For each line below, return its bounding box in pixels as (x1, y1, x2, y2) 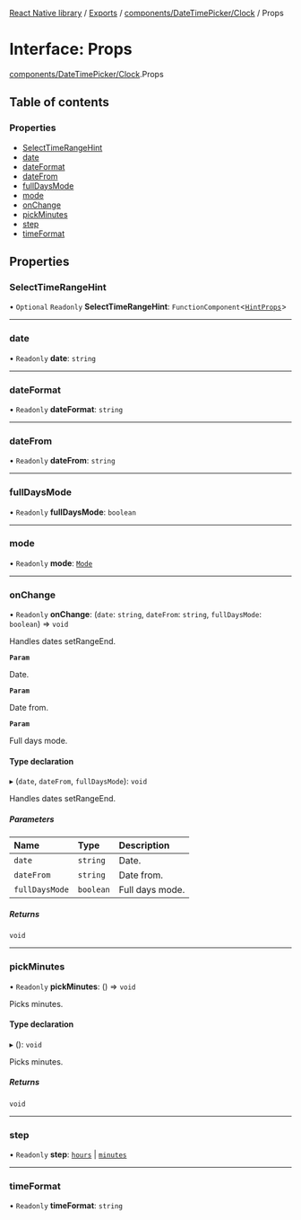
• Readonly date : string (9, 352, 97, 363)
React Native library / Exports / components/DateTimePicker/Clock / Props (9, 8, 284, 18)
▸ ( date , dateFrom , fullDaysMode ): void (9, 776, 148, 787)
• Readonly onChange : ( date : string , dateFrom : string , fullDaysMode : (9, 609, 262, 620)
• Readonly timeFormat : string (9, 1200, 124, 1211)
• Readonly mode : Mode (9, 557, 93, 569)
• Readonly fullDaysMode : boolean (9, 507, 137, 517)
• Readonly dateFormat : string (9, 403, 124, 414)
